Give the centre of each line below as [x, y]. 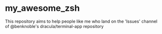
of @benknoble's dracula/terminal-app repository [54, 26]
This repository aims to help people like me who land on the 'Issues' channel [81, 21]
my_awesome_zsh [42, 8]
